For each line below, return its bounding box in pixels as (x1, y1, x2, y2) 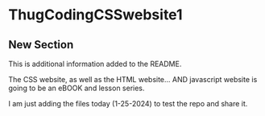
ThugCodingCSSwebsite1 (8, 6, 183, 24)
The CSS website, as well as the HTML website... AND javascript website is (8, 75, 258, 84)
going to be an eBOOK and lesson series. (8, 83, 145, 93)
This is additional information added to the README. (8, 59, 182, 68)
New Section (8, 38, 74, 52)
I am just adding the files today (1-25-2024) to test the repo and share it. (8, 99, 248, 108)
